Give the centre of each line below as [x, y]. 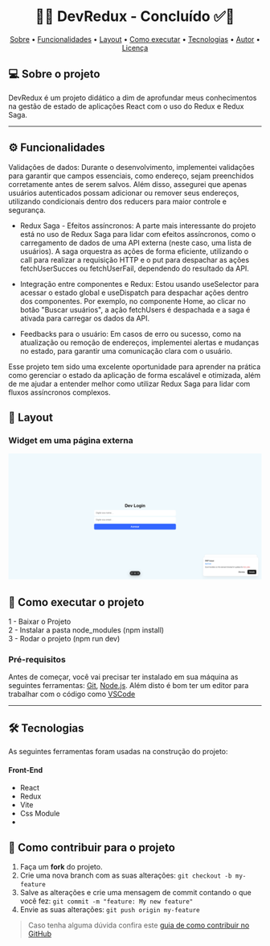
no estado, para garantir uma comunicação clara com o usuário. [126, 351]
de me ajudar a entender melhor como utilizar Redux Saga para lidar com [129, 384]
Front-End [26, 770]
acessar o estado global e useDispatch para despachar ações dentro [134, 293]
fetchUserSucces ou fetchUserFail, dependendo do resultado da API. [134, 268]
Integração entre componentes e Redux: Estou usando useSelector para [139, 284]
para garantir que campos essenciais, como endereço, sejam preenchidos [131, 176]
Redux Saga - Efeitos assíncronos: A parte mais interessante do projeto [138, 226]
